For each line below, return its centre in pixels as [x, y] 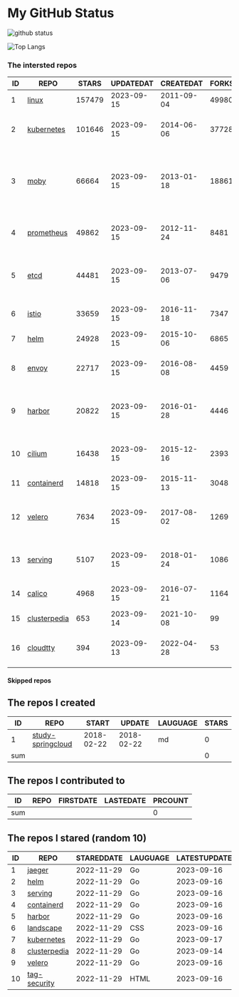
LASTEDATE [125, 801]
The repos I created [52, 703]
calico [37, 594]
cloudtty [41, 648]
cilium [37, 454]
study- [44, 735]
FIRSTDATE [78, 801]
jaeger [38, 870]
